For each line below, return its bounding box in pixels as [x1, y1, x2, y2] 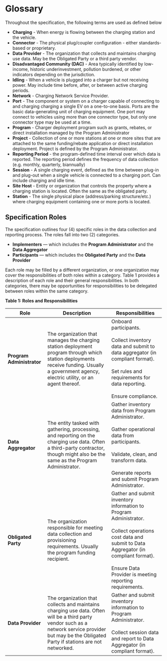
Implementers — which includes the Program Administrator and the [12, 241, 154, 247]
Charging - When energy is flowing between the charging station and [12, 29, 155, 35]
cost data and [111, 533, 144, 540]
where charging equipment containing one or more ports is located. [12, 198, 151, 204]
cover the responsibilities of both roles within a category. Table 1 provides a [5, 272, 160, 278]
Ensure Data [111, 564, 140, 571]
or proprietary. [26, 45, 56, 51]
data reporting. [111, 380, 146, 387]
